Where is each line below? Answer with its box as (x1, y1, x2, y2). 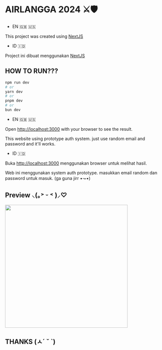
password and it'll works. (5, 141, 56, 146)
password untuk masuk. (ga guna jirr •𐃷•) (5, 175, 91, 181)
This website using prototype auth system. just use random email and (5, 136, 145, 142)
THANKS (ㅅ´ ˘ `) (5, 338, 56, 346)
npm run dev (5, 80, 29, 85)
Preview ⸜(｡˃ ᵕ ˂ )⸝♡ (5, 191, 68, 200)
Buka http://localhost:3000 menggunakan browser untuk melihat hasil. (5, 160, 147, 166)
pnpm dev (5, 98, 23, 103)
